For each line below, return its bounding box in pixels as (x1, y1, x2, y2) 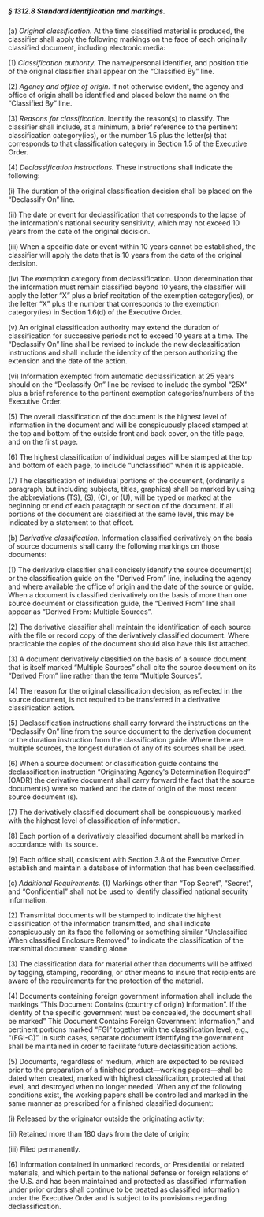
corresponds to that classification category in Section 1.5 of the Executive (8, 139, 247, 148)
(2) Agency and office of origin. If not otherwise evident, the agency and (8, 81, 244, 91)
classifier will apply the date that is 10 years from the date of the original (8, 250, 242, 259)
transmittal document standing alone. (8, 943, 129, 953)
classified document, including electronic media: (8, 43, 165, 52)
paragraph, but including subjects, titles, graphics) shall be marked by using (8, 484, 255, 493)
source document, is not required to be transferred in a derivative (8, 694, 221, 704)
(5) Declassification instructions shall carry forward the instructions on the (8, 718, 250, 728)
